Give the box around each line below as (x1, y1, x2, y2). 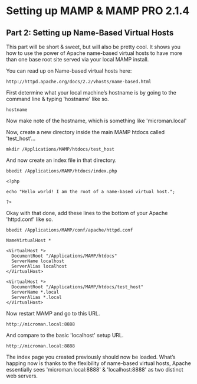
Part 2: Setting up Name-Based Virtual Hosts (6, 28, 174, 38)
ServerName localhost (11, 258, 65, 264)
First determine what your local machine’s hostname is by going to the (6, 89, 177, 96)
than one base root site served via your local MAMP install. (6, 56, 149, 63)
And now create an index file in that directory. (6, 157, 117, 164)
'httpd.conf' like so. (6, 216, 53, 223)
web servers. (6, 372, 38, 379)
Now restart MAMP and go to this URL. (6, 310, 100, 317)
